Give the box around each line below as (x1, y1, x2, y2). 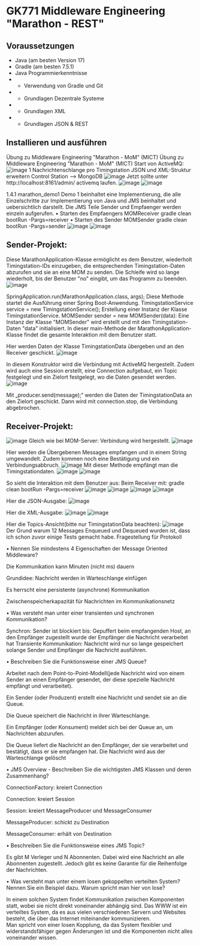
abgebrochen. (6, 404, 41, 411)
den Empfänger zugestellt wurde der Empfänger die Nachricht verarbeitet (6, 634, 189, 641)
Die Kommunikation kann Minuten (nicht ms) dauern (6, 563, 135, 570)
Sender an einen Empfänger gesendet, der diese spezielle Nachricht (6, 676, 175, 684)
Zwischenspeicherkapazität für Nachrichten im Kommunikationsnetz (6, 598, 175, 605)
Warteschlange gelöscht (6, 754, 66, 761)
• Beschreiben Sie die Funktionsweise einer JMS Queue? (6, 658, 147, 666)
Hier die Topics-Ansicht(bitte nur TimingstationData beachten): (6, 521, 162, 528)
